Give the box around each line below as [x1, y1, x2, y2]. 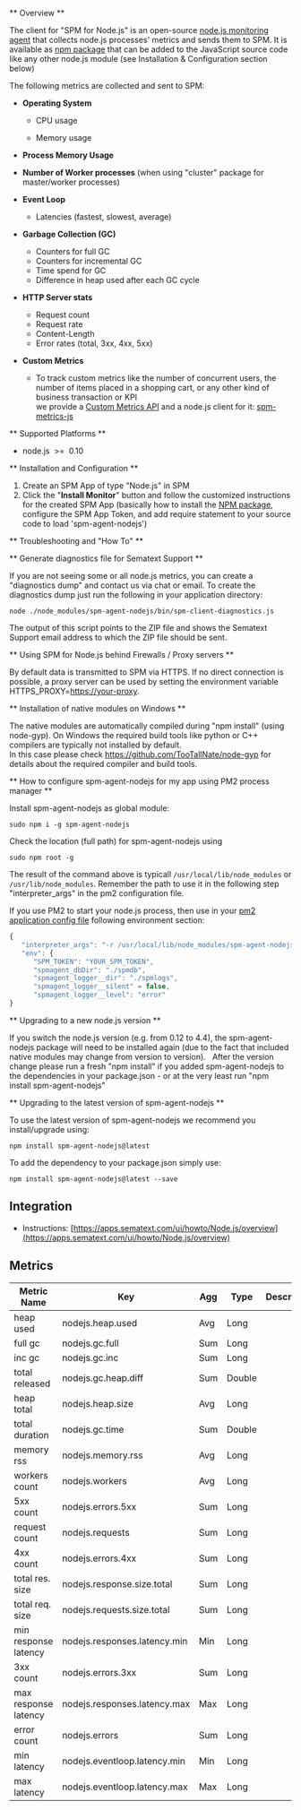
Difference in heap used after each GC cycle [35, 275, 200, 285]
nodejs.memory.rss [62, 1449, 143, 1461]
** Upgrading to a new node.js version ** [9, 1014, 161, 1025]
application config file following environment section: [9, 915, 205, 926]
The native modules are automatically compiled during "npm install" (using [9, 720, 285, 731]
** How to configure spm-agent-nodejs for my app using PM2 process [9, 776, 271, 787]
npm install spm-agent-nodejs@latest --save [9, 1174, 178, 1184]
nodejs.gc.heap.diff [62, 1371, 144, 1383]
